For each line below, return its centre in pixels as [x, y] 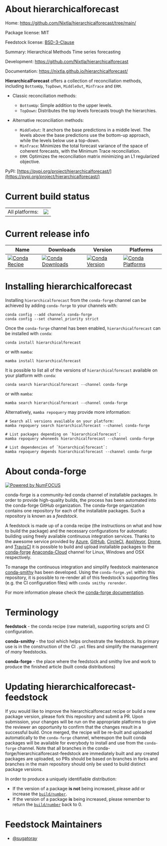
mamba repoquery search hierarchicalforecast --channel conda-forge [78, 425]
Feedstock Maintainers [54, 824]
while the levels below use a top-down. [60, 140]
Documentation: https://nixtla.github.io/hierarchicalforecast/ [67, 71]
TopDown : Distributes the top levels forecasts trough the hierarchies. [88, 110]
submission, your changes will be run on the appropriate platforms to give [81, 722]
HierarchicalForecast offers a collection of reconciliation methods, [74, 81]
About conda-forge [46, 471]
